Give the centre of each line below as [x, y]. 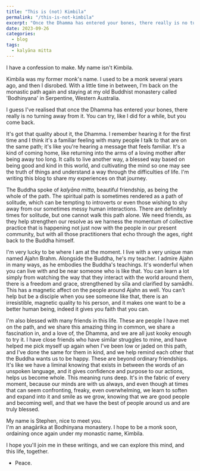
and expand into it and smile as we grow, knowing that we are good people [98, 396]
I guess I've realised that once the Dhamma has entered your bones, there [97, 109]
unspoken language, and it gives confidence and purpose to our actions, [95, 371]
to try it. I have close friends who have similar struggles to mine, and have [96, 339]
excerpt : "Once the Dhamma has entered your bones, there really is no [97, 23]
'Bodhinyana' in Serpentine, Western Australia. [63, 98]
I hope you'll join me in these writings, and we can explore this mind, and [95, 445]
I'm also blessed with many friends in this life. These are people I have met [98, 320]
